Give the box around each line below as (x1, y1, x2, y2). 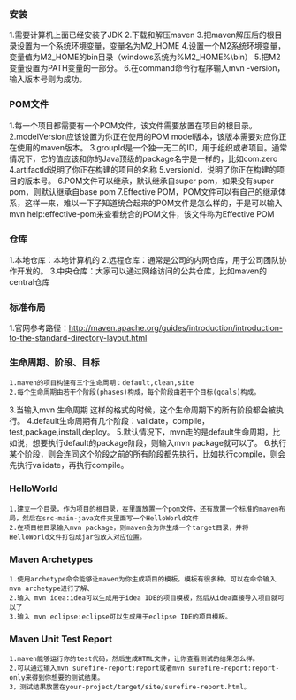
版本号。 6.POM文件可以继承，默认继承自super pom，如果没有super (24, 175, 274, 186)
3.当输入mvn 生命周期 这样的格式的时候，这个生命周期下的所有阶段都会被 (9, 404, 277, 415)
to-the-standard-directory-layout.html (9, 333, 148, 343)
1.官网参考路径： (9, 323, 69, 334)
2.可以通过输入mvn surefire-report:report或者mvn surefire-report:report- (9, 664, 280, 673)
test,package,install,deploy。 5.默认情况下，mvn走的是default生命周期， (9, 427, 273, 437)
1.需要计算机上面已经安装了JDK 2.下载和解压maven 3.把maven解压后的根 (9, 29, 275, 41)
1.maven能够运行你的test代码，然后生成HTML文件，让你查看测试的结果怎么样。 (9, 655, 260, 664)
